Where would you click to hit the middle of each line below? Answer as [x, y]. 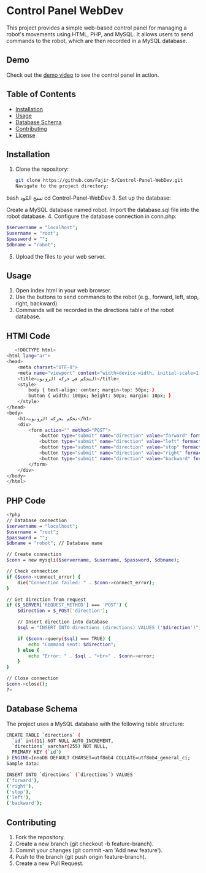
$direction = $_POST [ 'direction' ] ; [63, 611]
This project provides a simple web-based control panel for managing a [97, 28]
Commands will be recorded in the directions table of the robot [94, 310]
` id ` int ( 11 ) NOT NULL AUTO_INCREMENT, [63, 741]
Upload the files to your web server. [60, 256]
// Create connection [34, 554]
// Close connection [33, 679]
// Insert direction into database [63, 622]
